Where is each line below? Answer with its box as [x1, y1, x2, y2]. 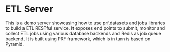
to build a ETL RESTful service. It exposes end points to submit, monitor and [5, 25, 165, 31]
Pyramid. [5, 41, 25, 47]
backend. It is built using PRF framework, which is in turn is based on [5, 36, 151, 42]
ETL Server [5, 3, 54, 15]
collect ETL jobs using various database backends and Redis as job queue [5, 30, 162, 36]
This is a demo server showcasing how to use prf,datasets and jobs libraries [5, 20, 165, 26]
